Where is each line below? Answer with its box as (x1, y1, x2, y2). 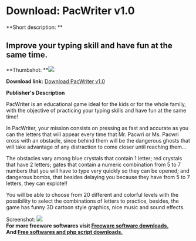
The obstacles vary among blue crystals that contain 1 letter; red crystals (6, 154, 183, 161)
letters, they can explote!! (6, 180, 67, 187)
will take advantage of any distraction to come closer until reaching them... (6, 143, 187, 150)
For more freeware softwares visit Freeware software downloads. (6, 222, 169, 229)
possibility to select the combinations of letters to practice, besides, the (6, 197, 179, 204)
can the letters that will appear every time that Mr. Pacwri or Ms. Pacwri (6, 131, 179, 138)
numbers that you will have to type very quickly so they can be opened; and (6, 167, 190, 174)
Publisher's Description (6, 89, 65, 96)
